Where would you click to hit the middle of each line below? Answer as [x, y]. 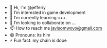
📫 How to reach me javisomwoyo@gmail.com [56, 28]
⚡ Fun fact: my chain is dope [38, 40]
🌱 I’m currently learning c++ [38, 18]
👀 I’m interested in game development [48, 12]
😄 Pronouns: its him [30, 35]
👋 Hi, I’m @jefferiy [28, 7]
